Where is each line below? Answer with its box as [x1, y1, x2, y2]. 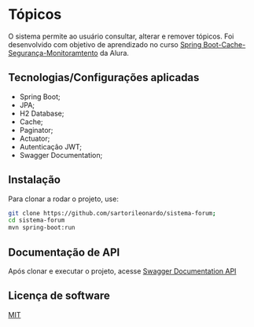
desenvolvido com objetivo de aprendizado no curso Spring [8, 39, 202, 49]
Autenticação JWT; [19, 141, 83, 151]
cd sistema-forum [8, 216, 65, 225]
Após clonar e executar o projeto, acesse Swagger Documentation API [8, 266, 237, 276]
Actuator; [19, 134, 50, 143]
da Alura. [99, 48, 130, 57]
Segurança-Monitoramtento [8, 48, 98, 57]
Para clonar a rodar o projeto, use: [8, 194, 120, 204]
